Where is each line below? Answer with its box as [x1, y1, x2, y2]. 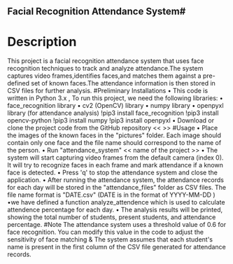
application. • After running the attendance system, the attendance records [7, 176, 224, 184]
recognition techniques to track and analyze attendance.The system [7, 64, 204, 73]
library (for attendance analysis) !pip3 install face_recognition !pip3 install [7, 109, 219, 118]
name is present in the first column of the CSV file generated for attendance [7, 243, 226, 251]
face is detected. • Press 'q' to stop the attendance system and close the [7, 168, 218, 177]
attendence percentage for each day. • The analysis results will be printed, [7, 206, 223, 214]
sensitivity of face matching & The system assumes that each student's [7, 235, 213, 244]
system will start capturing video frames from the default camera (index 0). [7, 153, 224, 162]
